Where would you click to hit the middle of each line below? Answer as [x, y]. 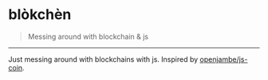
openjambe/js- [224, 59]
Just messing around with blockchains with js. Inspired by [103, 59]
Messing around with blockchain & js [88, 36]
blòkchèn [40, 15]
